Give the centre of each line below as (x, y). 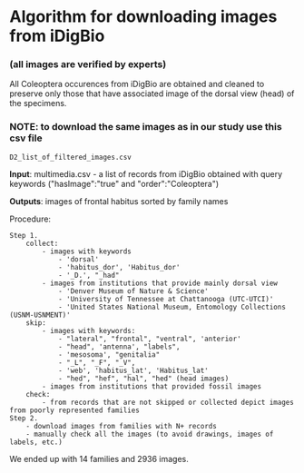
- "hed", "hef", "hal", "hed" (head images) (143, 379)
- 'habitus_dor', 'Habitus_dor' (119, 267)
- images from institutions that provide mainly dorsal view (160, 283)
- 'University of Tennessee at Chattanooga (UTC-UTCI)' (166, 299)
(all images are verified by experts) (88, 64)
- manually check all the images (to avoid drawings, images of (150, 434)
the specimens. (38, 103)
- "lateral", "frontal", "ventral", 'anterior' (150, 339)
